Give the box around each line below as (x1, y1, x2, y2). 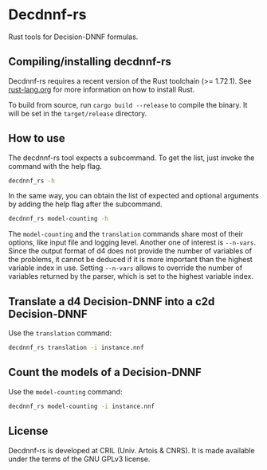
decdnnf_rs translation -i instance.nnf (8, 344, 145, 352)
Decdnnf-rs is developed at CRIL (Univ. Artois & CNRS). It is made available (8, 445, 255, 455)
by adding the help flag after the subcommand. (8, 199, 163, 209)
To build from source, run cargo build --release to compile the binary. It (8, 100, 248, 109)
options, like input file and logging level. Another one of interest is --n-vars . (8, 237, 257, 248)
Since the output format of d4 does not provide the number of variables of (8, 246, 253, 256)
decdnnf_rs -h (8, 177, 56, 185)
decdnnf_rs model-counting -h (8, 215, 109, 223)
